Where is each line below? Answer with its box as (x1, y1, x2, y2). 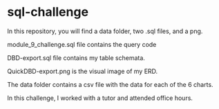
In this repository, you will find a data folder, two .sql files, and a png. (7, 27, 203, 35)
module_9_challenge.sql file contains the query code (7, 40, 157, 48)
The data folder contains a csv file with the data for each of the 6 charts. (7, 80, 213, 88)
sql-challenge (7, 4, 88, 20)
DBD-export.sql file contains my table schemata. (7, 53, 145, 62)
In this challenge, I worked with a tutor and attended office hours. (7, 94, 193, 102)
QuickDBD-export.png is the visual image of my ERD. (7, 67, 158, 75)
